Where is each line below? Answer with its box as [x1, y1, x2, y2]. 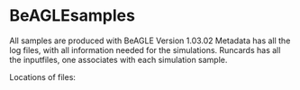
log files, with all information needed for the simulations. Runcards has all [9, 44, 281, 55]
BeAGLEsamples [9, 5, 135, 26]
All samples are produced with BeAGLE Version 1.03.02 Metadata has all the [9, 35, 291, 46]
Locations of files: [9, 71, 77, 82]
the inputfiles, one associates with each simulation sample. [9, 54, 228, 65]
